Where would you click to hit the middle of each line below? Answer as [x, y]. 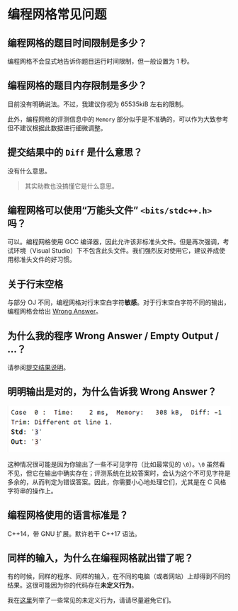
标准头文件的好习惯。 [44, 260]
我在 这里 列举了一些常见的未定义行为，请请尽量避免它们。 [91, 600]
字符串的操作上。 [32, 491]
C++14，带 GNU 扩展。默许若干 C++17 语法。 [74, 533]
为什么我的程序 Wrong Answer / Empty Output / [113, 336]
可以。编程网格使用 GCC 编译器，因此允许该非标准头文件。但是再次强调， [115, 242]
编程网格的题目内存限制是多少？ [77, 86]
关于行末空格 [35, 284]
